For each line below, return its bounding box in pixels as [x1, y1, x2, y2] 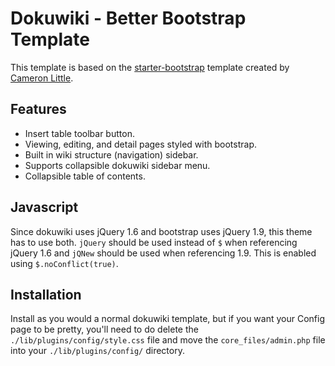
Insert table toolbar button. [24, 127, 135, 139]
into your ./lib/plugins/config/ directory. [10, 345, 185, 357]
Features [10, 101, 67, 118]
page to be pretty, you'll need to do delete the [10, 323, 199, 336]
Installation [10, 286, 82, 303]
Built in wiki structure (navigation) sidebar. [24, 148, 199, 161]
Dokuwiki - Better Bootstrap [10, 7, 247, 30]
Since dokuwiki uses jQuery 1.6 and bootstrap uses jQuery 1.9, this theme [10, 225, 313, 237]
